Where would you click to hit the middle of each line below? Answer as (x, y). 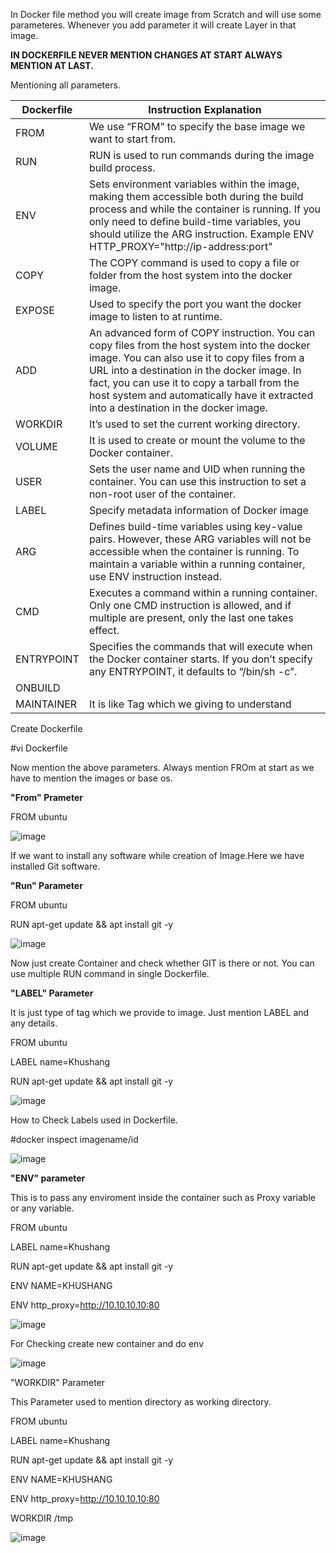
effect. (104, 630)
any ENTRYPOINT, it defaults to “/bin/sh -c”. (193, 671)
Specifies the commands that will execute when (200, 646)
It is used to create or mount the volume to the (197, 440)
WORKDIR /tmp (42, 1518)
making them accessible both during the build (196, 196)
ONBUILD (38, 687)
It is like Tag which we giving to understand (190, 704)
